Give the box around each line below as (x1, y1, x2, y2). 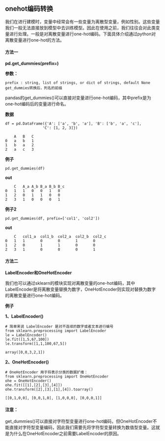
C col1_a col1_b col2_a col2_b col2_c (14, 234, 107, 239)
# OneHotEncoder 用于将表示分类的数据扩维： (5, 370, 88, 375)
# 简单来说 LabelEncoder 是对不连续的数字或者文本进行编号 (5, 324, 114, 329)
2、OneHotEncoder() (5, 359, 49, 365)
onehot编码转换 (5, 4, 54, 13)
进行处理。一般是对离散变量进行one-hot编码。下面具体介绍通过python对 (9, 31, 156, 37)
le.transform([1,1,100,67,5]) (5, 341, 67, 346)
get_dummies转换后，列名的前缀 (5, 85, 62, 91)
